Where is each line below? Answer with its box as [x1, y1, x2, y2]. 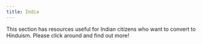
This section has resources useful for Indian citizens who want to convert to [6, 25, 196, 33]
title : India [6, 8, 39, 15]
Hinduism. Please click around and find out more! [6, 31, 129, 39]
